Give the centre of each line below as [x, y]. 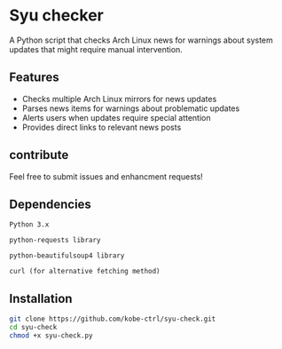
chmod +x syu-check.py [51, 335]
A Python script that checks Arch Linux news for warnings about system [141, 40]
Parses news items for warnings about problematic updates [131, 108]
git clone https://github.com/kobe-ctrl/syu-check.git [113, 319]
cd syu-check [33, 328]
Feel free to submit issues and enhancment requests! [106, 176]
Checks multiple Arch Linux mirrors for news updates [119, 99]
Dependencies [50, 204]
